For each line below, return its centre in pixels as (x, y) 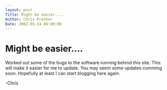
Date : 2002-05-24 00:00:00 (33, 24)
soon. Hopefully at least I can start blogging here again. (63, 73)
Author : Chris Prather (29, 19)
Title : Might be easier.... (35, 15)
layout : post (19, 10)
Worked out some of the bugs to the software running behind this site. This (83, 63)
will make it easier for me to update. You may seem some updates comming (83, 68)
